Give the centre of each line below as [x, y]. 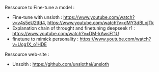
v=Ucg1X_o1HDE [29, 44]
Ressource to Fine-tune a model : [40, 7]
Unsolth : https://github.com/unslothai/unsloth [61, 64]
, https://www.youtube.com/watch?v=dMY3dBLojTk [99, 23]
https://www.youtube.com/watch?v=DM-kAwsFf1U [65, 33]
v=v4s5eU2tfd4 [29, 23]
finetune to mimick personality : [45, 39]
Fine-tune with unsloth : [37, 17]
